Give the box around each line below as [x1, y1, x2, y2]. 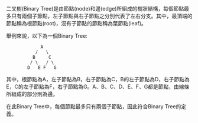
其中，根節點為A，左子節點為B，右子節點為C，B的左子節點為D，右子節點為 [6, 76, 190, 82]
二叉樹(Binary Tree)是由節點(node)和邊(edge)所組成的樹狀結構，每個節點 [6, 5, 184, 12]
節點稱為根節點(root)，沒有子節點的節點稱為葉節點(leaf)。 [6, 20, 147, 26]
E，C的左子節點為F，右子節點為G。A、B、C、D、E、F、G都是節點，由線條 [6, 83, 190, 90]
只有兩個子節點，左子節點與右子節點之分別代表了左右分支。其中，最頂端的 [11, 12, 193, 19]
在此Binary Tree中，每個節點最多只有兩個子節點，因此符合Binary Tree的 [6, 103, 181, 110]
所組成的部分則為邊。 [6, 91, 58, 97]
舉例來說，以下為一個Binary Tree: [6, 32, 87, 39]
